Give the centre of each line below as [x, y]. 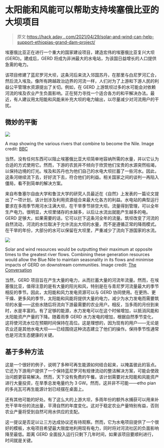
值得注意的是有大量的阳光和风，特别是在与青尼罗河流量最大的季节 [92, 286]
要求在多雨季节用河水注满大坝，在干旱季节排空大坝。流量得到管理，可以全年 [82, 206]
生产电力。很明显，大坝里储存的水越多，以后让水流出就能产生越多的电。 [78, 212]
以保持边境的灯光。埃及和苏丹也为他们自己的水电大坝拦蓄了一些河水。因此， [82, 171]
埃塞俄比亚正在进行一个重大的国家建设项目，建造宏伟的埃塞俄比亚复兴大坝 [80, 52]
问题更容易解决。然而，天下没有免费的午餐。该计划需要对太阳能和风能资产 [84, 377]
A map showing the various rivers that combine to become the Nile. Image [80, 143]
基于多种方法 [24, 352]
